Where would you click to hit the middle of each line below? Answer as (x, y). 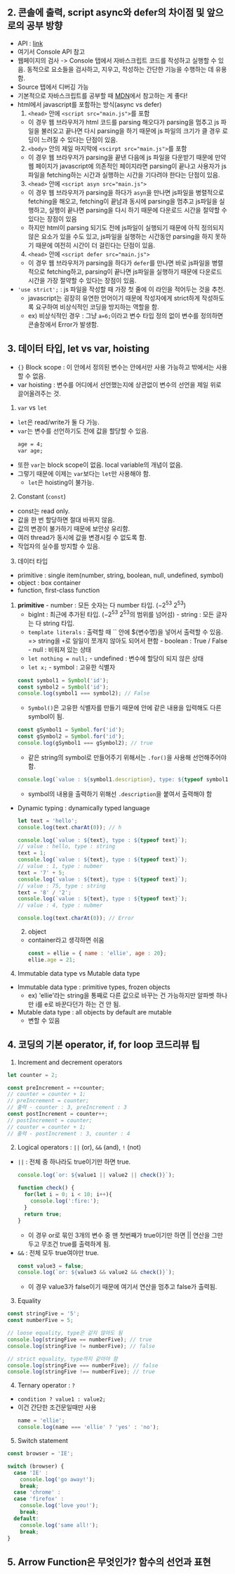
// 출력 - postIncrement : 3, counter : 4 (69, 1133)
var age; (30, 451)
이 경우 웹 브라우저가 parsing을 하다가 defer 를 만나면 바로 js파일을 (119, 263)
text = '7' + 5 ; (41, 873)
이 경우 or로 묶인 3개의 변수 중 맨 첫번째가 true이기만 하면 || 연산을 (119, 1235)
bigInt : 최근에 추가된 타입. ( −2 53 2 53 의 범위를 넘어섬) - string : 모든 (121, 613)
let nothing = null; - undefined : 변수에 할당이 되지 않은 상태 (116, 658)
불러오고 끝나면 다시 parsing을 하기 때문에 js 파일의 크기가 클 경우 (131, 131)
